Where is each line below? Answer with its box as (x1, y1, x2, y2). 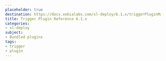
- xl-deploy (5, 26, 30, 30)
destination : (5, 12, 32, 17)
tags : (5, 39, 16, 44)
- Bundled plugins (5, 35, 43, 40)
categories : (5, 21, 30, 26)
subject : (5, 30, 23, 35)
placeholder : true (5, 7, 43, 12)
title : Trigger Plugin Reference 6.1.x (5, 16, 87, 21)
